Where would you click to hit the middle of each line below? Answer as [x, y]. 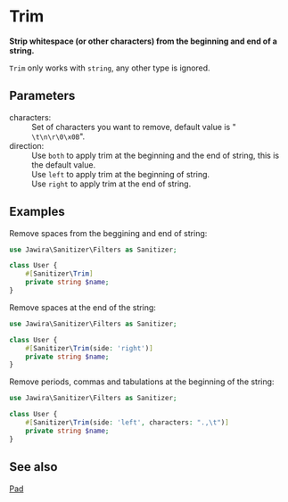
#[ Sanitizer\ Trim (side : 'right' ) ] [89, 348]
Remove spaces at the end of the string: [82, 307]
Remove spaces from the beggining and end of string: [108, 233]
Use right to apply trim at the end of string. [111, 184]
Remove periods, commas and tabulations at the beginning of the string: [142, 382]
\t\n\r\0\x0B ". [58, 136]
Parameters [42, 96]
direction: [27, 145]
